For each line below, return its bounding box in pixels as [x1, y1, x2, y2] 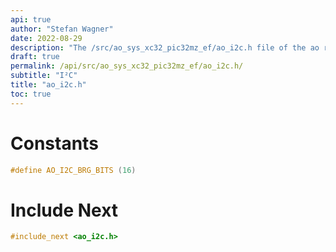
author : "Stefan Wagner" [10, 24, 114, 34]
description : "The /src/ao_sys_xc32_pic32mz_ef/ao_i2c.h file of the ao [10, 42, 320, 53]
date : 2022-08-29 [10, 33, 83, 43]
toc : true [10, 89, 52, 99]
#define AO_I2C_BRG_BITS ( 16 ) [10, 165, 137, 175]
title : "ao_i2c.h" [10, 80, 87, 90]
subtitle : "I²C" [10, 71, 78, 81]
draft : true [10, 52, 60, 62]
